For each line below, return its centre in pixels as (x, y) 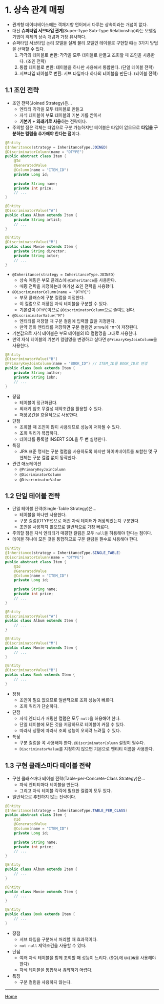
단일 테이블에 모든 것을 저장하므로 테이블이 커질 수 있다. (72, 724)
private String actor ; (37, 256)
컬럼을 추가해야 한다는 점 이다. (53, 133)
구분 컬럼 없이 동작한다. (55, 457)
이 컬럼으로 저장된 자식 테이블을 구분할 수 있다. (64, 303)
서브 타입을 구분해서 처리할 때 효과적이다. (59, 939)
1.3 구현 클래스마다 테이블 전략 (48, 766)
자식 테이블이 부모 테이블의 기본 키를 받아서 (60, 115)
